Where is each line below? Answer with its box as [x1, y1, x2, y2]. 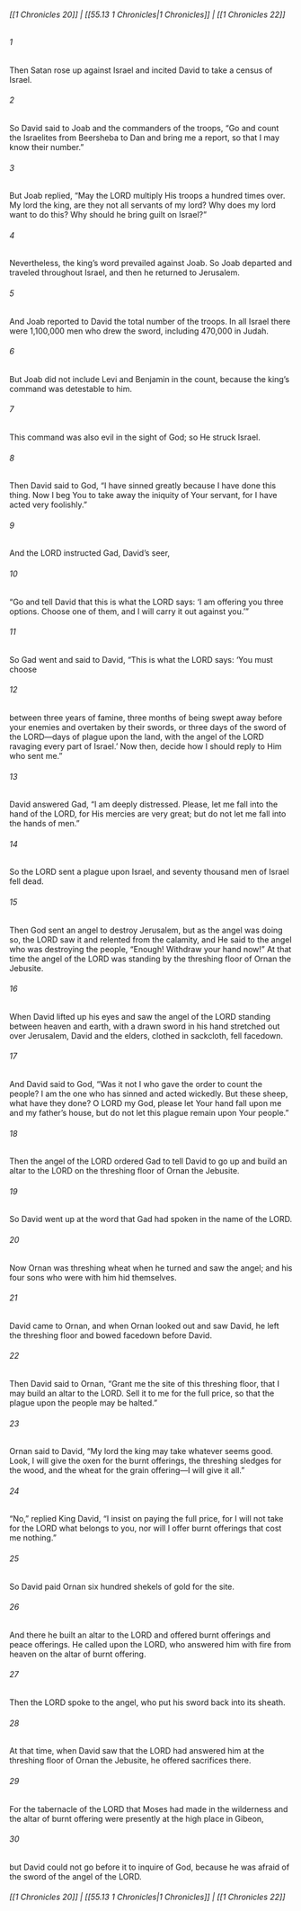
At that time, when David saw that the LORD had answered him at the [9, 1746, 265, 1756]
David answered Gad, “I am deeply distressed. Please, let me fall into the [9, 799, 279, 810]
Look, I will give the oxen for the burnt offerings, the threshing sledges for [9, 1455, 282, 1467]
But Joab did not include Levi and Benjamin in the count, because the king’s [9, 373, 290, 384]
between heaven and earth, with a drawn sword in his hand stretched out [9, 1021, 280, 1031]
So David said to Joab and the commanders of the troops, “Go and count [9, 123, 279, 134]
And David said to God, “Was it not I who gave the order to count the [9, 1079, 263, 1090]
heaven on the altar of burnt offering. [9, 1648, 146, 1659]
